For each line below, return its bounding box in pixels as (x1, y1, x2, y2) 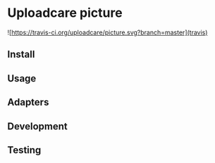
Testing (7, 144, 42, 156)
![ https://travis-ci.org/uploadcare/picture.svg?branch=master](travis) (7, 28, 208, 37)
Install (7, 48, 35, 60)
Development (7, 120, 68, 132)
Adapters (7, 96, 49, 108)
